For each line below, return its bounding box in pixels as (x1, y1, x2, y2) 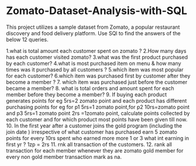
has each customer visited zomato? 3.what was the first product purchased (6, 53, 188, 60)
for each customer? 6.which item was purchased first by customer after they (6, 72, 191, 79)
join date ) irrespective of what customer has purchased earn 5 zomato (6, 128, 177, 135)
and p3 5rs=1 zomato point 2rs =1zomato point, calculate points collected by (6, 110, 190, 117)
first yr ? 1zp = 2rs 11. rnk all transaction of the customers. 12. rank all (6, 141, 173, 148)
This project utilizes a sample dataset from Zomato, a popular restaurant (6, 23, 180, 31)
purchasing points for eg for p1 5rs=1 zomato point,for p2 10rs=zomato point (6, 103, 190, 110)
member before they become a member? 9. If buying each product (6, 91, 167, 98)
